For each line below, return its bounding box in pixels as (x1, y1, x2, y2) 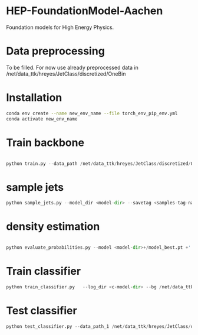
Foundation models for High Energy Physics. (6, 24, 114, 31)
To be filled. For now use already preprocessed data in (6, 64, 138, 71)
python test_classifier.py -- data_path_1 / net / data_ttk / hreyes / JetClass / (6, 323, 192, 329)
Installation (6, 91, 62, 105)
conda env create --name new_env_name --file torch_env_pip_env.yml (6, 110, 178, 116)
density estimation (6, 220, 100, 233)
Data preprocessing (6, 44, 105, 58)
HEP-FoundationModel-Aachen (6, 4, 163, 18)
